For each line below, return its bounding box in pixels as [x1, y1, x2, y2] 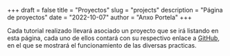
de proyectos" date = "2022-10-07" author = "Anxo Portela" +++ [7, 13, 192, 21]
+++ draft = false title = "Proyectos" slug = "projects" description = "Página [7, 6, 223, 14]
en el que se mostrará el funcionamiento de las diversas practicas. [7, 41, 197, 49]
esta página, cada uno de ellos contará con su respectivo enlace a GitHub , [7, 34, 220, 42]
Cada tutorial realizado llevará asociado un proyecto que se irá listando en [7, 27, 219, 35]
